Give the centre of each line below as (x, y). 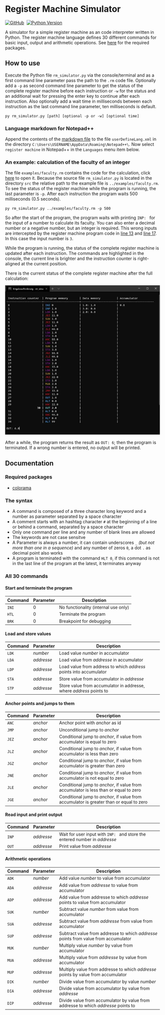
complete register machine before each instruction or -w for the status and (80, 91)
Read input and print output (34, 815)
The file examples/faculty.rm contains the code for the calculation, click (78, 173)
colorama (22, 488)
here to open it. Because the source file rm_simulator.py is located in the (79, 178)
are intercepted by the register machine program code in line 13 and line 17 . (81, 233)
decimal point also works (37, 553)
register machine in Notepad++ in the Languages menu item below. (72, 150)
